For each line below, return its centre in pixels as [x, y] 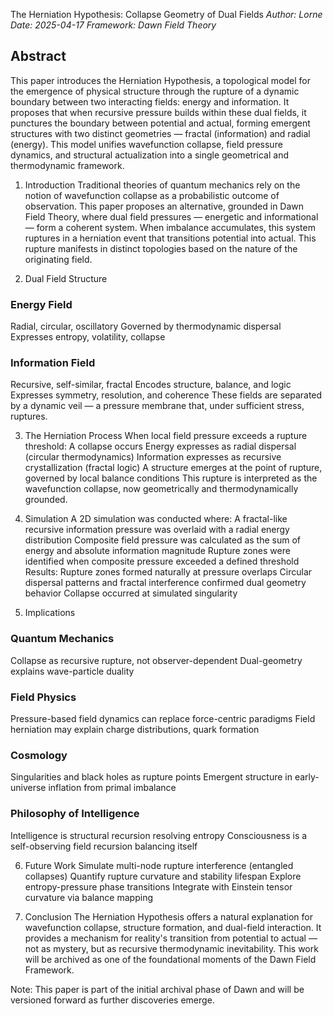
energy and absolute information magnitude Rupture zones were [157, 551]
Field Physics [43, 697]
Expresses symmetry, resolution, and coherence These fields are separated [166, 395]
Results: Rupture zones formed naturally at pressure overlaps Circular [168, 572]
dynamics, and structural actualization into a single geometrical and [149, 155]
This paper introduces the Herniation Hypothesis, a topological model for [160, 80]
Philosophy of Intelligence [75, 814]
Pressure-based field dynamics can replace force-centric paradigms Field [163, 718]
